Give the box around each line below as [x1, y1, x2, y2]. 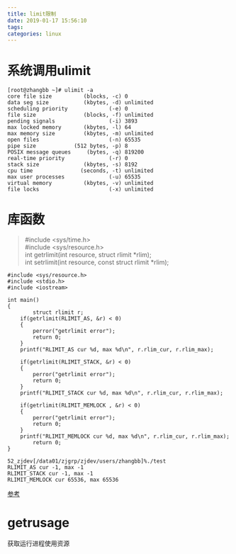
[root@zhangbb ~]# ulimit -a [7, 86, 94, 94]
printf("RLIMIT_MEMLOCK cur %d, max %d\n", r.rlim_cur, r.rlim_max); [20, 433, 230, 440]
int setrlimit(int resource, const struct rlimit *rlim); [24, 258, 169, 266]
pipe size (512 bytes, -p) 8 [7, 142, 129, 149]
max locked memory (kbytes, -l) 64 [7, 124, 132, 131]
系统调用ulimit [7, 63, 91, 79]
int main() [7, 297, 40, 304]
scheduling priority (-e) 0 [7, 106, 129, 113]
